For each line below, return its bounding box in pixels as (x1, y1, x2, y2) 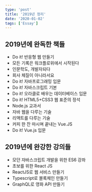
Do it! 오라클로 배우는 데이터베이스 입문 (12, 91, 87, 97)
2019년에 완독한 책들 (5, 40, 65, 48)
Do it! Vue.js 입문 (12, 128, 46, 133)
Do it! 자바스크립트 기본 (12, 85, 57, 90)
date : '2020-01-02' (5, 16, 45, 21)
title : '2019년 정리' (5, 12, 46, 17)
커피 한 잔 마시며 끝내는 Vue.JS (12, 121, 72, 127)
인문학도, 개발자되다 (12, 66, 50, 72)
